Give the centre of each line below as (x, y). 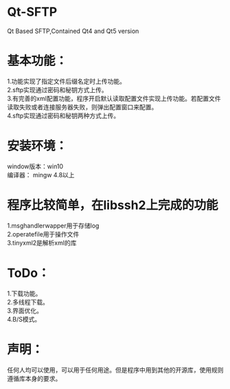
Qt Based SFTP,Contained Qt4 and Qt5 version (73, 31)
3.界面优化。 (25, 311)
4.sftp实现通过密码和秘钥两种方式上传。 (64, 115)
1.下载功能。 (24, 293)
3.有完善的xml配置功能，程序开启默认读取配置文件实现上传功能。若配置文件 (114, 98)
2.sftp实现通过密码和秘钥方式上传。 (57, 89)
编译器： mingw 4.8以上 (41, 175)
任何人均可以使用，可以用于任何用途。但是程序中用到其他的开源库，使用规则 (115, 370)
